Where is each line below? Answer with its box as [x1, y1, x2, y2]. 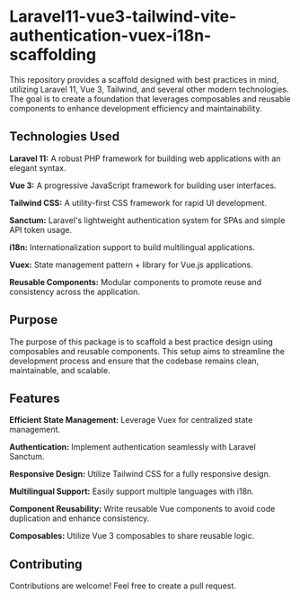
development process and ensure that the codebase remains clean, [9, 355, 260, 366]
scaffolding [9, 45, 97, 65]
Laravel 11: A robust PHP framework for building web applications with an [9, 153, 281, 164]
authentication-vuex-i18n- [9, 25, 212, 46]
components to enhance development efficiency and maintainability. [9, 103, 262, 113]
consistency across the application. [9, 286, 141, 297]
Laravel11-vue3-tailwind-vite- [9, 6, 237, 27]
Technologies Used [9, 129, 119, 145]
